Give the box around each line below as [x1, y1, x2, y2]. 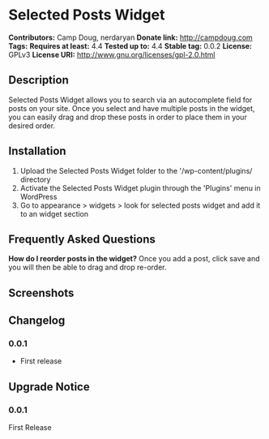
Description [8, 73, 69, 87]
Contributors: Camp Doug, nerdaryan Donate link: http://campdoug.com [8, 32, 253, 42]
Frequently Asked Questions [8, 232, 156, 246]
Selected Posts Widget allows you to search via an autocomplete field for [8, 95, 253, 105]
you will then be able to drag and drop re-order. [8, 262, 167, 273]
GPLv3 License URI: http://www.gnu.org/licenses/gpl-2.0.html [8, 49, 216, 59]
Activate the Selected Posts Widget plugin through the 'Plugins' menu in [19, 183, 261, 192]
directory [19, 174, 51, 184]
